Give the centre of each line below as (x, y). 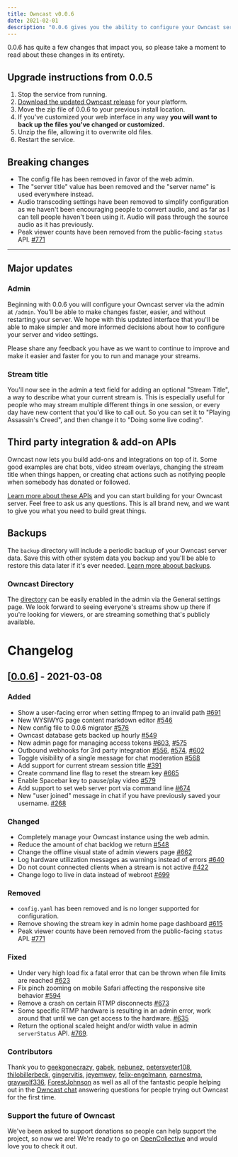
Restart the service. (46, 140)
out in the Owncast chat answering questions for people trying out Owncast (118, 1089)
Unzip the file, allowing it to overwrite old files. (85, 132)
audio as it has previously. (56, 224)
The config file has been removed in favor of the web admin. (106, 179)
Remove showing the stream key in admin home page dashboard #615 (120, 924)
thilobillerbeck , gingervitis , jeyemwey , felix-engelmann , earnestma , (105, 1075)
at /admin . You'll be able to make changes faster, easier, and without (107, 312)
